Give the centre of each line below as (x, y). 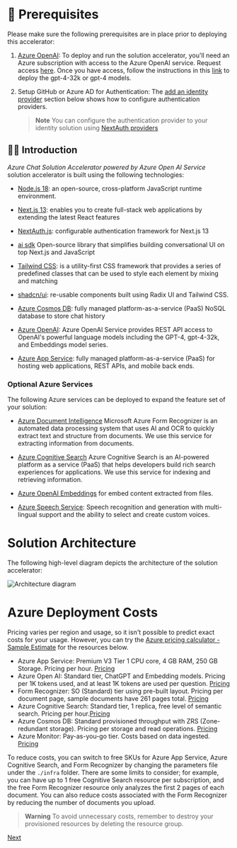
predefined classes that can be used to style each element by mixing (118, 273)
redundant (33, 728)
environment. (37, 196)
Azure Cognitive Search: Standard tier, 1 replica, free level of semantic (120, 706)
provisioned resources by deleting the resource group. (104, 823)
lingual (27, 515)
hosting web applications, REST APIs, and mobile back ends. (106, 366)
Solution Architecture (72, 543)
